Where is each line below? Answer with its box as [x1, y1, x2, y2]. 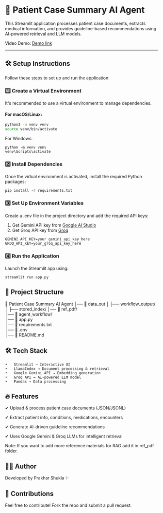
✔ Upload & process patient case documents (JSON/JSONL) [5, 405, 126, 411]
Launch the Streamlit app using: [5, 265, 69, 271]
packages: [5, 179, 26, 184]
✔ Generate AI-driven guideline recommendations [5, 424, 105, 430]
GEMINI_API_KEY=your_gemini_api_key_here [5, 237, 90, 241]
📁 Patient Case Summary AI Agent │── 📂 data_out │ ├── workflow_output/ [5, 301, 156, 307]
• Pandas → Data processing [5, 379, 66, 384]
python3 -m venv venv [5, 122, 49, 127]
